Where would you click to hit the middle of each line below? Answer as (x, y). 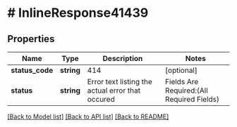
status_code (32, 70)
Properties (31, 39)
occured (101, 99)
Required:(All (186, 91)
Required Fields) (192, 99)
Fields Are (182, 82)
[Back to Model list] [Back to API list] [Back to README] (88, 116)
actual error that (114, 91)
